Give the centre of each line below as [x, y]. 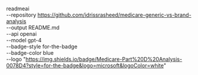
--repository [21, 15]
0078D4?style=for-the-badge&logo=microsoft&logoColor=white [85, 65]
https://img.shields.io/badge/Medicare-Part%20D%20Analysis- [104, 59]
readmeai [18, 9]
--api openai [21, 34]
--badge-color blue [30, 53]
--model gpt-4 [24, 40]
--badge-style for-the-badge [42, 46]
